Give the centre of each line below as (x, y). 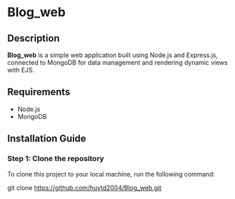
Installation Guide (47, 139)
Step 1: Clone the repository (56, 159)
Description (33, 38)
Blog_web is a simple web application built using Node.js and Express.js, (113, 55)
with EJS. (21, 70)
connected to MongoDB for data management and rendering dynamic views (118, 63)
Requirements (39, 92)
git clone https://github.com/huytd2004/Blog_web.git (84, 188)
